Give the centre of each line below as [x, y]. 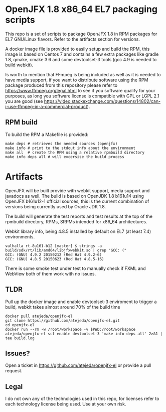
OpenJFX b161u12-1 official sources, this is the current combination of [77, 201]
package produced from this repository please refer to [61, 85]
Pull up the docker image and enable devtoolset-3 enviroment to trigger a [81, 302]
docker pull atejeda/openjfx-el [39, 316]
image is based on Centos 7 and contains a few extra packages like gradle [82, 54]
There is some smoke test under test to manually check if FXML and [76, 268]
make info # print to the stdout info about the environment [70, 148]
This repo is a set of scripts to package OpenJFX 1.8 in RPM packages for [81, 34]
